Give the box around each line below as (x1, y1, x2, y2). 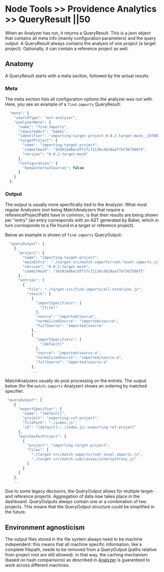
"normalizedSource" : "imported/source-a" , (36, 355, 123, 360)
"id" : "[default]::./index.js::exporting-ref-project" (22, 425, 137, 430)
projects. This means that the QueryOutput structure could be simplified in (5, 504, 155, 510)
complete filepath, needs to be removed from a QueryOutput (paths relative (5, 547, 157, 552)
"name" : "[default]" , (22, 411, 67, 416)
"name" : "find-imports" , (18, 124, 69, 129)
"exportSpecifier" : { (18, 407, 62, 412)
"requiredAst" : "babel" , (18, 129, 69, 134)
